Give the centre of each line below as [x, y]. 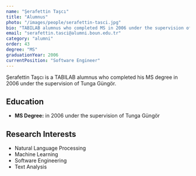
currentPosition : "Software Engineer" [53, 60]
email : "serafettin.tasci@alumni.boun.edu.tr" [64, 33]
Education [25, 101]
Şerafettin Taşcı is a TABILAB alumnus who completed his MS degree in [92, 77]
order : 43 [18, 44]
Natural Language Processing [50, 148]
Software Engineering [41, 161]
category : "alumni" [30, 39]
